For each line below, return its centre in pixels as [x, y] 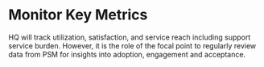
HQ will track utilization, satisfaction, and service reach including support [130, 37]
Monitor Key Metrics [78, 15]
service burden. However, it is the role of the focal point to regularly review [132, 45]
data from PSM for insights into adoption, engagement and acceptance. [127, 54]
